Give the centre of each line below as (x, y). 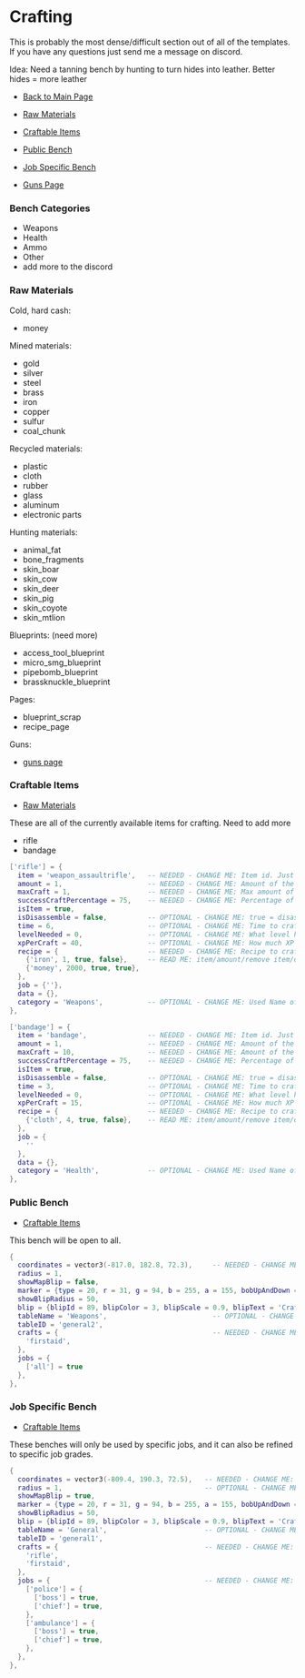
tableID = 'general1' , (60, 1538)
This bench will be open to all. (65, 1240)
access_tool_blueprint (64, 652)
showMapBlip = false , (59, 1282)
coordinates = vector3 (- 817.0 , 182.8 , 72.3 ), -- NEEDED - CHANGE (152, 1265)
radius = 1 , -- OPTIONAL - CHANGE (152, 1488)
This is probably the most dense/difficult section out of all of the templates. (150, 42)
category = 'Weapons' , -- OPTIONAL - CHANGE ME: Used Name (152, 1002)
